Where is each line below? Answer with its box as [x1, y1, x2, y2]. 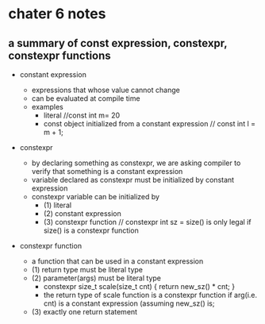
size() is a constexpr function [43, 226, 139, 235]
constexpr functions [8, 48, 111, 62]
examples [31, 102, 63, 111]
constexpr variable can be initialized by [31, 192, 160, 201]
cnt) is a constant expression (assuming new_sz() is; [43, 299, 215, 308]
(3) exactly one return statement [31, 307, 137, 316]
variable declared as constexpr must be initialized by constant [31, 175, 235, 184]
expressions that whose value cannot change [31, 85, 180, 94]
